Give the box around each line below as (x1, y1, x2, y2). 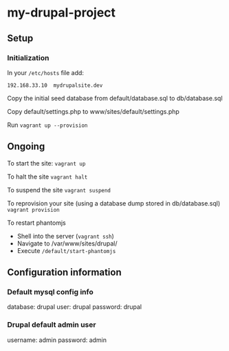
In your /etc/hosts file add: (7, 68, 85, 77)
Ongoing (7, 141, 45, 152)
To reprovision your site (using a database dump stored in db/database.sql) (7, 199, 221, 208)
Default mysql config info (7, 288, 94, 297)
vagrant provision (7, 206, 60, 213)
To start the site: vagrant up (7, 159, 86, 167)
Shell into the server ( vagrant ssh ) (17, 232, 115, 240)
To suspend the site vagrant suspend (7, 185, 111, 194)
